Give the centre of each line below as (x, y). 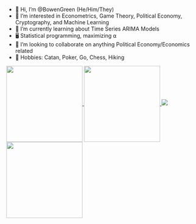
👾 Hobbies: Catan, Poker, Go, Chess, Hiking (70, 57)
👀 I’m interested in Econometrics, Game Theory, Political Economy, (99, 16)
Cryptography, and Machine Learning (62, 22)
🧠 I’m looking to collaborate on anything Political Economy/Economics (102, 44)
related (24, 51)
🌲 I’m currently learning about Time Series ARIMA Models (87, 29)
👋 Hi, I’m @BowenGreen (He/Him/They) (65, 9)
